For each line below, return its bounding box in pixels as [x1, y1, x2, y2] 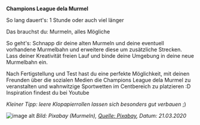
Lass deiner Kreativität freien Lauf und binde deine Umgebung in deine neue [6, 52, 194, 59]
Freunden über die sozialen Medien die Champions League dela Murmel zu [6, 77, 191, 83]
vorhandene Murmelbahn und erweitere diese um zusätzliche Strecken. [6, 46, 182, 53]
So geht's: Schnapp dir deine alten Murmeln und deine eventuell [6, 40, 164, 46]
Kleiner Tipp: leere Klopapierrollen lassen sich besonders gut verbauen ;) [6, 101, 186, 108]
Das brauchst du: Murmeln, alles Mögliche [6, 28, 110, 35]
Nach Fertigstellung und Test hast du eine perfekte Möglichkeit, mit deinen [6, 70, 190, 77]
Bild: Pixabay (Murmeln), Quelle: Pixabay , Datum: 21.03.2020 [36, 112, 187, 119]
